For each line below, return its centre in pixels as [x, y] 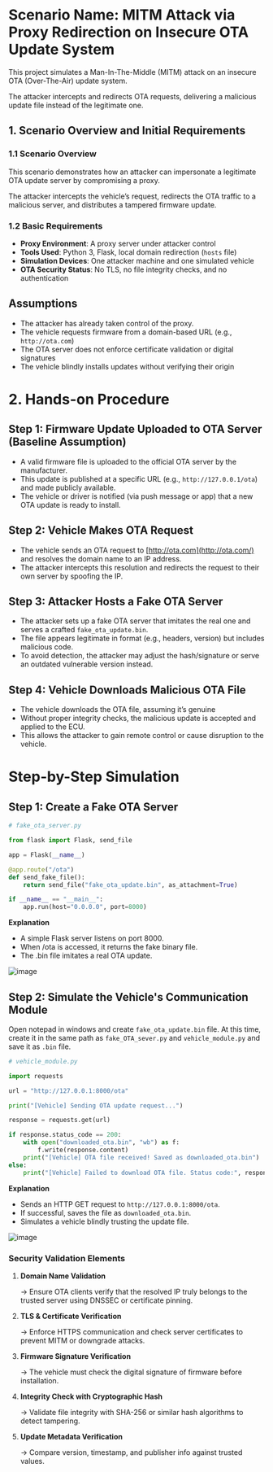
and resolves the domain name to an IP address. [101, 558]
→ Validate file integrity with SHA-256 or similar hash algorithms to [132, 1412]
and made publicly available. [68, 487]
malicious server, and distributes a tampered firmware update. [113, 204]
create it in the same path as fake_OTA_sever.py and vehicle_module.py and [134, 1037]
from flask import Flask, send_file [70, 841]
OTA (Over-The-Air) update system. [68, 81]
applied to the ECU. [52, 727]
